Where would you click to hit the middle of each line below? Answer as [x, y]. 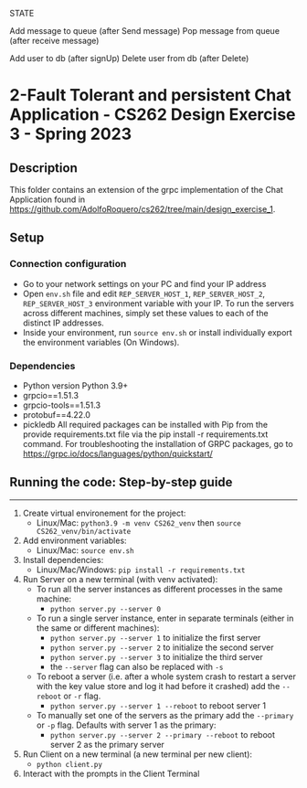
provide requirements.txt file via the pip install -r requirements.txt [145, 434]
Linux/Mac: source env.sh [85, 550]
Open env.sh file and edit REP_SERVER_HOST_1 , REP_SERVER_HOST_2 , [144, 293]
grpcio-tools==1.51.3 [62, 405]
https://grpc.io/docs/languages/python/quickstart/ [117, 453]
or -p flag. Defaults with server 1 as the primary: [126, 725]
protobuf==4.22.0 [57, 414]
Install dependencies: [63, 559]
